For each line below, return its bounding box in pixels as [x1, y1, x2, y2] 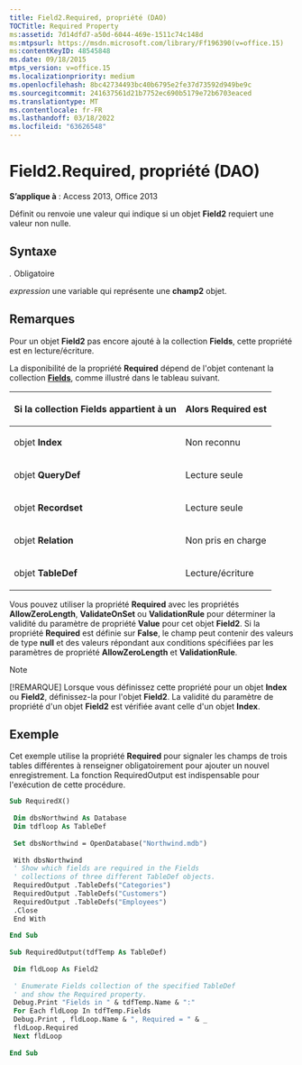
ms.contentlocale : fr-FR [9, 106, 103, 115]
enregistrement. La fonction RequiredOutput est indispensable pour [9, 770, 260, 781]
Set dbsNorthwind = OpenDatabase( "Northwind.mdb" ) [13, 839, 207, 848]
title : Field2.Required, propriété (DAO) [9, 13, 168, 23]
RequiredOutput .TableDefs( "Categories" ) [13, 881, 171, 890]
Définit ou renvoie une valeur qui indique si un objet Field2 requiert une [9, 208, 274, 219]
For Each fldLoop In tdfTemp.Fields [13, 1006, 151, 1015]
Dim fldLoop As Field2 [13, 964, 99, 974]
